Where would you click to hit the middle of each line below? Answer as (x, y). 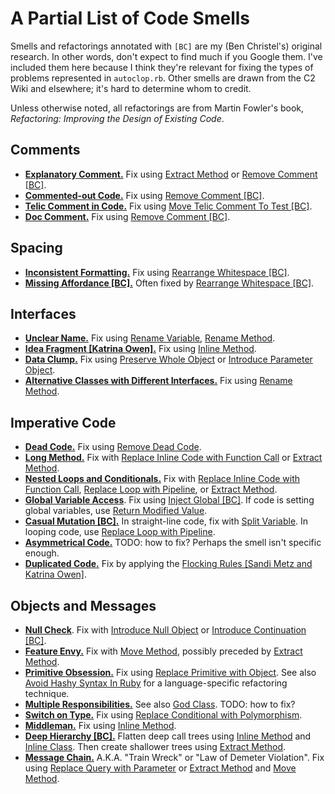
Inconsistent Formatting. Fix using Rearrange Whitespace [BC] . (157, 272)
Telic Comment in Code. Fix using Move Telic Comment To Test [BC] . (168, 206)
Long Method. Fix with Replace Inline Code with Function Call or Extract (173, 458)
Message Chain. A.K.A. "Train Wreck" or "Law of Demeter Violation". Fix (174, 757)
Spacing (36, 248)
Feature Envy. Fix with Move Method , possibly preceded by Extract (163, 651)
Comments (45, 150)
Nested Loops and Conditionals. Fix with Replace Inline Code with (162, 479)
